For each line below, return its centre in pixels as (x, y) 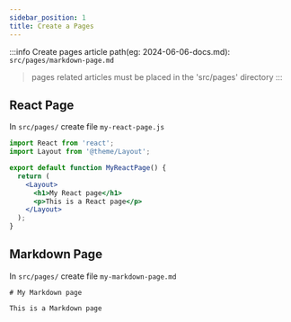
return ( (34, 176)
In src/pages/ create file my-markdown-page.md (93, 276)
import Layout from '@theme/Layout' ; (80, 152)
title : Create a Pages (52, 26)
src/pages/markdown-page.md (62, 60)
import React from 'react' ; (62, 143)
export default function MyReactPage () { (88, 168)
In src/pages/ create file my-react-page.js (87, 127)
